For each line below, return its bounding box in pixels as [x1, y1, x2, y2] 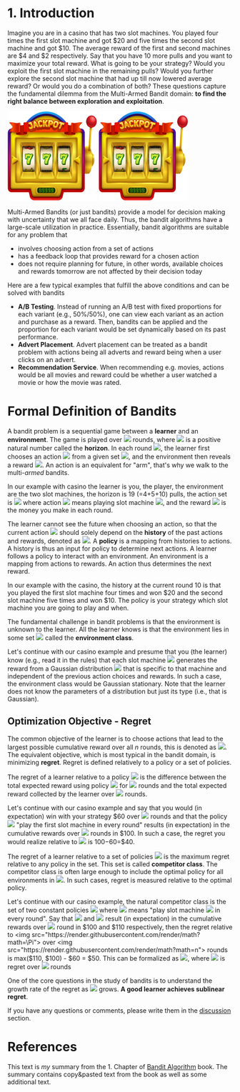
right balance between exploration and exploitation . [7, 96, 164, 105]
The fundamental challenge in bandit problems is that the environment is [7, 617, 221, 626]
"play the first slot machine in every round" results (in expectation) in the [16, 820, 230, 829]
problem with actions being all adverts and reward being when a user [17, 348, 221, 356]
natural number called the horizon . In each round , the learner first [7, 444, 210, 452]
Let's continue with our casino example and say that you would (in [7, 803, 202, 812]
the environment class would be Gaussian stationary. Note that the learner [7, 679, 226, 688]
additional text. [7, 1077, 51, 1086]
